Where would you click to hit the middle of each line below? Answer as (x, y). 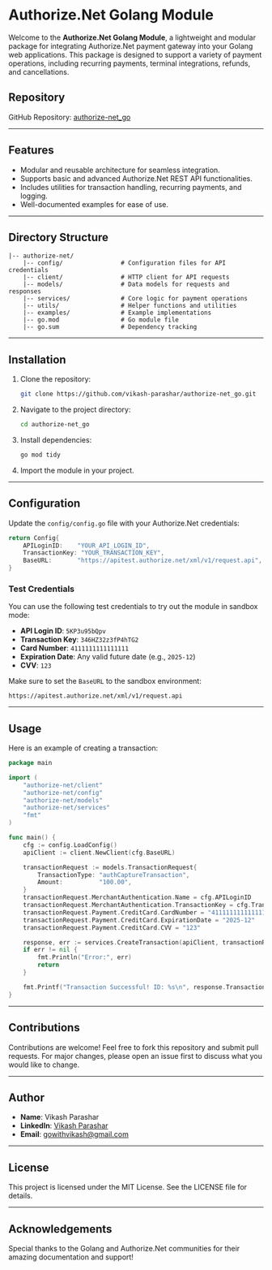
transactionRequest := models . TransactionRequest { (110, 867)
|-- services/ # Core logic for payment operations (136, 299)
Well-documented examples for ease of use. (94, 204)
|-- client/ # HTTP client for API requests (126, 278)
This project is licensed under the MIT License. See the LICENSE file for (128, 1187)
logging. (34, 196)
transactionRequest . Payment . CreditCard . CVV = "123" (112, 927)
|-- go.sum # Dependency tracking (110, 327)
